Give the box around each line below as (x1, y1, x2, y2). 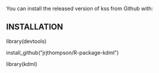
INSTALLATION (6, 22, 63, 32)
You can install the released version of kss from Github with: (6, 5, 153, 12)
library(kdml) (6, 60, 37, 67)
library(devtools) (6, 38, 47, 45)
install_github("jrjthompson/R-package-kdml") (6, 49, 119, 56)
